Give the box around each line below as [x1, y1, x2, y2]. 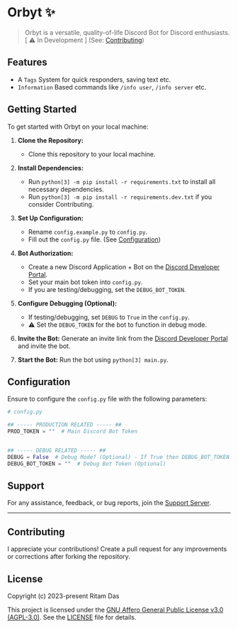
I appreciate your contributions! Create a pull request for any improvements [7, 545, 227, 553]
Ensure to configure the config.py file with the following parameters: [7, 395, 208, 404]
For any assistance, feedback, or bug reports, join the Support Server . [7, 499, 211, 507]
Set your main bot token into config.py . [28, 278, 143, 286]
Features [7, 56, 47, 68]
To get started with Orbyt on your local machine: [7, 122, 149, 131]
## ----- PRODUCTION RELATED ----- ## [7, 421, 122, 428]
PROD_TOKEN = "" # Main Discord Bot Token [7, 428, 138, 435]
